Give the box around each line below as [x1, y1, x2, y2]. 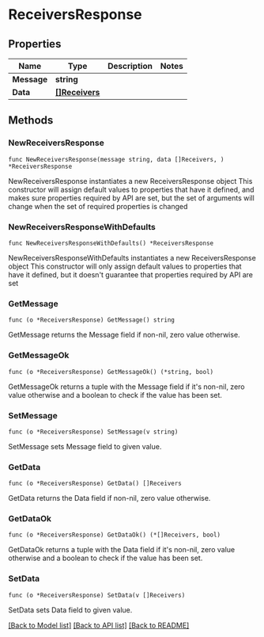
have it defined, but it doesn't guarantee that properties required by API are [8, 269, 253, 279]
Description [107, 61, 153, 71]
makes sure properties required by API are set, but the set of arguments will [8, 193, 255, 203]
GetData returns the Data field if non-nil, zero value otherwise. [8, 494, 211, 503]
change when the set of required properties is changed [8, 201, 188, 211]
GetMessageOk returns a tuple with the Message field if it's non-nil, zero [8, 382, 245, 391]
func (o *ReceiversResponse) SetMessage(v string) [8, 428, 179, 436]
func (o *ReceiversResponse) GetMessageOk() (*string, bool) [8, 368, 214, 376]
